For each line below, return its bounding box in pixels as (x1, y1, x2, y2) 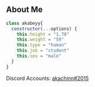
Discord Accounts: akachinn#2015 (6, 75, 89, 82)
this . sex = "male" (16, 53, 62, 59)
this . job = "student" (16, 48, 69, 53)
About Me (6, 5, 43, 15)
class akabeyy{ (6, 20, 43, 26)
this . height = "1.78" (16, 31, 69, 37)
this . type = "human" (16, 42, 67, 48)
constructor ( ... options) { (11, 26, 77, 32)
